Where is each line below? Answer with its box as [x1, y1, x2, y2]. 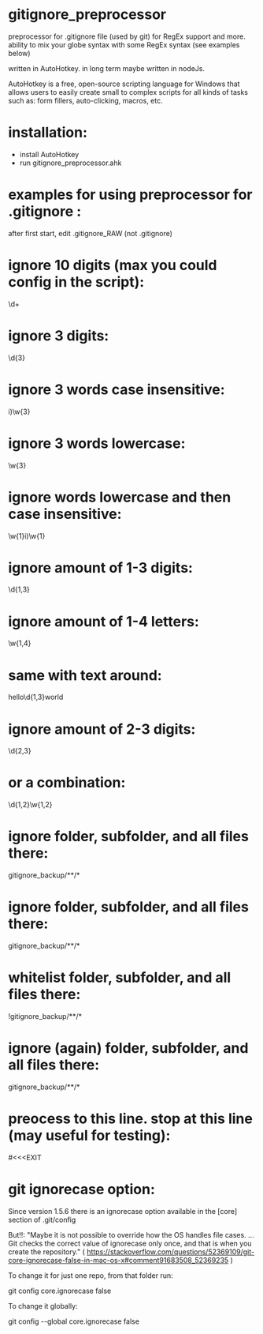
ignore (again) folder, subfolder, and [8, 1039, 249, 1058]
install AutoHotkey [19, 149, 80, 159]
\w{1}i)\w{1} [8, 531, 46, 540]
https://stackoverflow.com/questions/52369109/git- [86, 1246, 254, 1257]
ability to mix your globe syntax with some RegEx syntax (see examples [8, 39, 240, 49]
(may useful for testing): [8, 1127, 171, 1144]
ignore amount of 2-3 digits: [8, 720, 196, 738]
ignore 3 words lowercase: [8, 434, 186, 452]
